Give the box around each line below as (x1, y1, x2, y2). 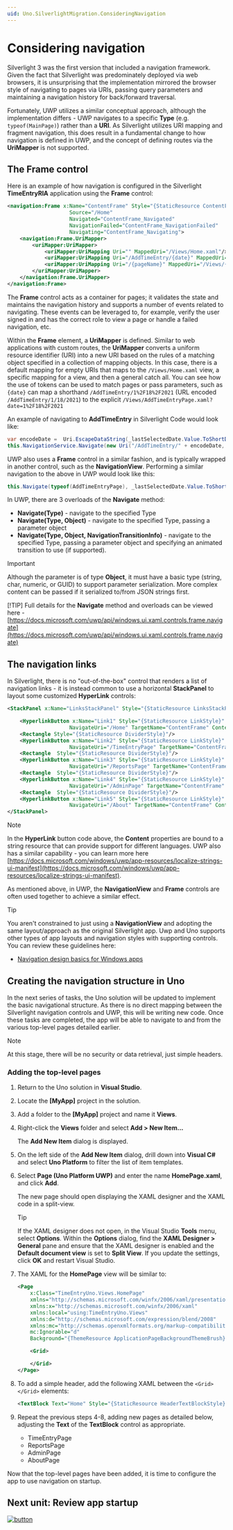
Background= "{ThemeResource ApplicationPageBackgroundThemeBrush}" (30, 1335, 229, 1342)
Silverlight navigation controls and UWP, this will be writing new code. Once (7, 1009, 224, 1016)
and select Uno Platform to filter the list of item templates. (17, 1158, 184, 1167)
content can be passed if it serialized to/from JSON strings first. (7, 587, 190, 596)
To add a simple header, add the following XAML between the (17, 1379, 194, 1387)
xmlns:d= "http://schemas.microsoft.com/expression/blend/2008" (30, 1316, 216, 1323)
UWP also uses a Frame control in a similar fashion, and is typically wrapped (7, 455, 226, 463)
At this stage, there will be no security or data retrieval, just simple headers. (7, 1050, 223, 1058)
